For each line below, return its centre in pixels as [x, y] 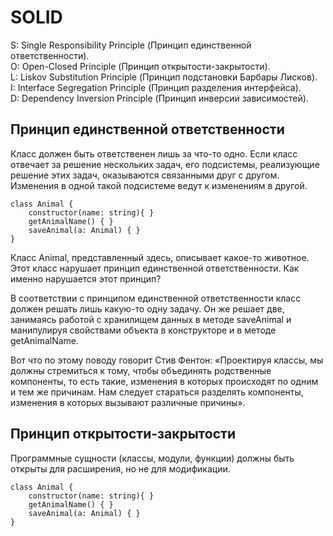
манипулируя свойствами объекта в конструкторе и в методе [143, 330]
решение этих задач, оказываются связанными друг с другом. [145, 175]
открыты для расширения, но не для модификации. [120, 468]
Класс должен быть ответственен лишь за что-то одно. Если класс [154, 153]
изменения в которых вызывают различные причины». [128, 402]
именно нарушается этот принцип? [86, 278]
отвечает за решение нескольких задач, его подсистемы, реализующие [165, 164]
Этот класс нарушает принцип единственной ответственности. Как [155, 268]
